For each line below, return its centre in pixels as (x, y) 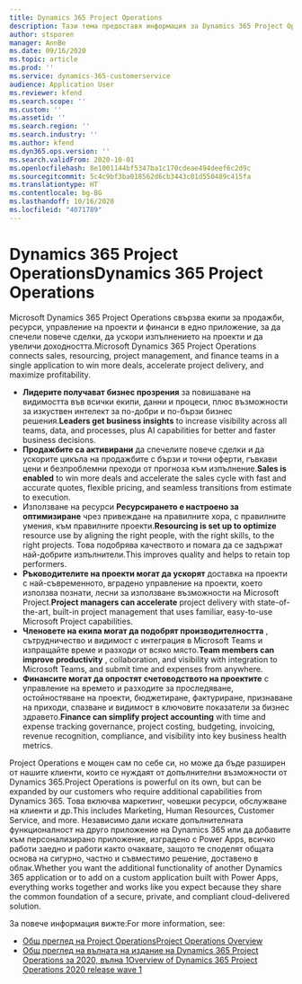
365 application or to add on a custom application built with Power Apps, (144, 877)
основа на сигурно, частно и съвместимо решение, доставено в (134, 858)
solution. (26, 906)
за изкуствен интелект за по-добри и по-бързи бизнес (127, 411)
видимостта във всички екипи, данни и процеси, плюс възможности (155, 402)
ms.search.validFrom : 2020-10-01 (72, 160)
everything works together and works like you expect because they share (145, 887)
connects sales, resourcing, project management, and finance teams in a (144, 355)
